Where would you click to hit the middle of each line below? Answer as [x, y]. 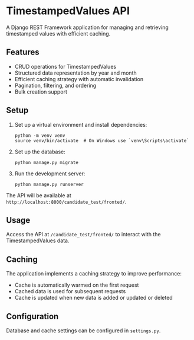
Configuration [32, 316]
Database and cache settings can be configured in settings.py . [83, 331]
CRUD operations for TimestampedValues [65, 66]
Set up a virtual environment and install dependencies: [81, 124]
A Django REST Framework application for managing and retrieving [88, 27]
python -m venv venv [40, 135]
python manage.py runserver [49, 184]
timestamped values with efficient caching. [58, 33]
